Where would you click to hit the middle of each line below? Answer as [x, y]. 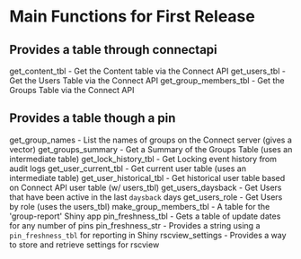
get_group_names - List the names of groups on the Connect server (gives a [150, 140]
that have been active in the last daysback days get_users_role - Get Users [146, 197]
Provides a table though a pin [93, 118]
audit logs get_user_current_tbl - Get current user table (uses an [128, 168]
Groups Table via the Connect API [72, 90]
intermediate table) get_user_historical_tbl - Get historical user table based [147, 177]
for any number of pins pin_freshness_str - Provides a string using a [135, 225]
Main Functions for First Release [133, 17]
